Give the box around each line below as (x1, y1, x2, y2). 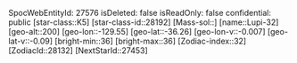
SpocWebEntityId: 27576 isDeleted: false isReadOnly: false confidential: (8, 8, 272, 18)
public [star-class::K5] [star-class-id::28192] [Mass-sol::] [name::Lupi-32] (8, 17, 279, 28)
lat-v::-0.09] (8, 35, 54, 46)
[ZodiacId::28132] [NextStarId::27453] (8, 45, 148, 56)
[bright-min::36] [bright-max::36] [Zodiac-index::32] (54, 35, 247, 46)
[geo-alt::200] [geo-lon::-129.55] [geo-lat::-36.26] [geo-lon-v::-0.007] (8, 27, 266, 36)
